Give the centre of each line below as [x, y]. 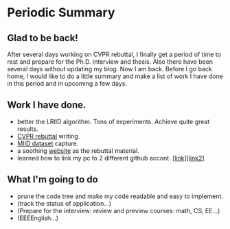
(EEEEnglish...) [38, 218]
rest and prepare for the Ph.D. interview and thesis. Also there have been [110, 62]
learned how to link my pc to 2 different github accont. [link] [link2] [111, 158]
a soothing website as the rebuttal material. [78, 150]
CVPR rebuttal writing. [48, 136]
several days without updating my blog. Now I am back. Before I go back [110, 69]
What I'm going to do [53, 180]
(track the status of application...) [64, 203]
